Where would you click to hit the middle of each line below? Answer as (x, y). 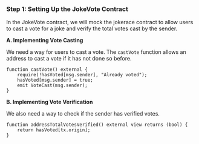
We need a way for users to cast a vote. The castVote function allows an (96, 52)
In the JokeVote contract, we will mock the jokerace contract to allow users (100, 22)
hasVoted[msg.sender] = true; (55, 80)
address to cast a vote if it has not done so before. (69, 59)
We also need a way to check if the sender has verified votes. (83, 114)
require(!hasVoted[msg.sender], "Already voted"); (82, 75)
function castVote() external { (47, 70)
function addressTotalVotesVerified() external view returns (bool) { (97, 125)
